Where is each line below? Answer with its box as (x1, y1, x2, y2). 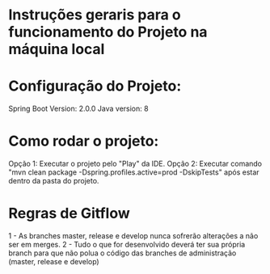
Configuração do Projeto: (8, 77, 182, 95)
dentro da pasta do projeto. (8, 176, 99, 186)
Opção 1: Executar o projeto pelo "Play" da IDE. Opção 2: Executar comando (8, 159, 263, 169)
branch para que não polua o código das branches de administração (8, 248, 237, 258)
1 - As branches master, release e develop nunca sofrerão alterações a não (8, 231, 259, 240)
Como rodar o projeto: (8, 132, 159, 150)
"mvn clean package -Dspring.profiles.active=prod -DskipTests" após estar (8, 167, 260, 177)
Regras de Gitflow (8, 204, 131, 223)
